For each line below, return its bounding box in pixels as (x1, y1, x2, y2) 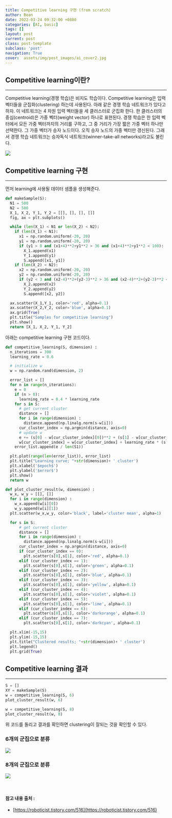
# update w (18, 430, 42, 435)
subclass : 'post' (5, 46, 42, 51)
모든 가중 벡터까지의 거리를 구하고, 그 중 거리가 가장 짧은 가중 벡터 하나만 (18, 121, 164, 127)
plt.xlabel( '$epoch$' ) (10, 463, 58, 468)
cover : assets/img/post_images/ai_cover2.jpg (5, 55, 106, 61)
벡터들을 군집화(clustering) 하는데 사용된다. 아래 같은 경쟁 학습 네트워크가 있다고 (5, 101, 166, 108)
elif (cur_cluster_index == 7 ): (18, 615, 88, 621)
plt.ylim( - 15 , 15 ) (10, 634, 47, 640)
